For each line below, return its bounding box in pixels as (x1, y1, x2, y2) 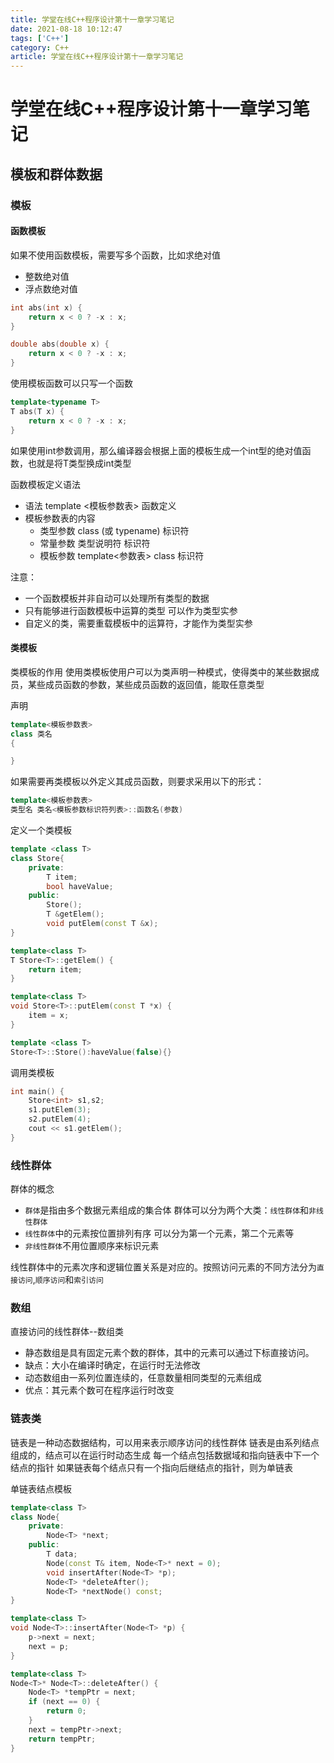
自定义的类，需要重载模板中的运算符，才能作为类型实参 (24, 617, 253, 629)
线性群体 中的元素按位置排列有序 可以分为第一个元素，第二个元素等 (24, 1227, 295, 1240)
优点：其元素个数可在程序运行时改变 (24, 1384, 175, 1396)
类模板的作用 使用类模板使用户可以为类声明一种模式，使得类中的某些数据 (10, 666, 311, 678)
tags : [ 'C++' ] (10, 33, 70, 43)
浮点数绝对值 (24, 282, 78, 295)
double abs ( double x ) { (10, 339, 110, 350)
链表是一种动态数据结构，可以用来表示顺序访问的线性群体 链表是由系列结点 (10, 1436, 320, 1448)
